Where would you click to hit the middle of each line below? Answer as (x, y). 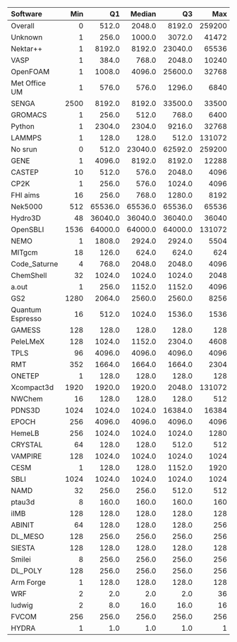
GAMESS (26, 330)
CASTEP (25, 172)
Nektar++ (27, 49)
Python (23, 126)
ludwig (22, 605)
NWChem (27, 399)
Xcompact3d (32, 387)
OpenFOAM (30, 72)
